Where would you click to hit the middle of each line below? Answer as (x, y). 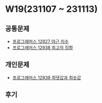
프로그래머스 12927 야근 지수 (40, 41)
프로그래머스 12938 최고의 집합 (43, 48)
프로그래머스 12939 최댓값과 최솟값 (47, 77)
